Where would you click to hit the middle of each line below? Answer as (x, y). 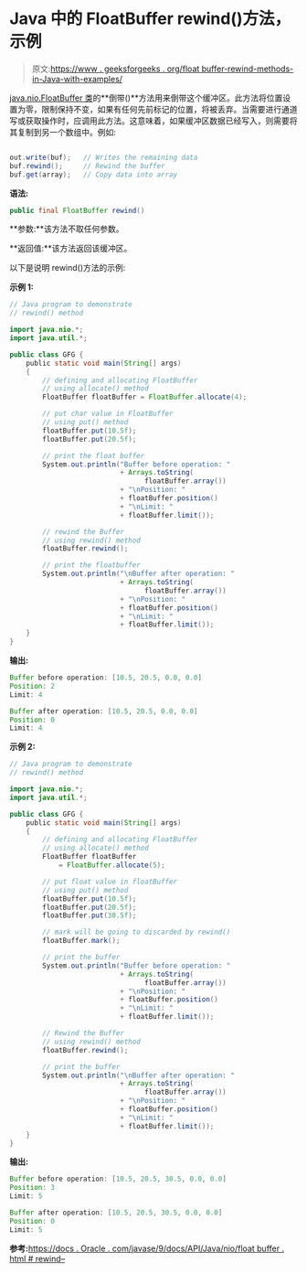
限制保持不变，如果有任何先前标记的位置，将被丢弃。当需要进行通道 (169, 109)
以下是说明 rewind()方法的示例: (68, 268)
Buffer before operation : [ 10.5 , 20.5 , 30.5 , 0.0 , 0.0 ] (118, 1179)
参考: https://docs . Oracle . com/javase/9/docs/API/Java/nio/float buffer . (147, 1248)
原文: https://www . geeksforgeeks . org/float (116, 69)
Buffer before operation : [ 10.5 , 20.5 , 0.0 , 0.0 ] (106, 678)
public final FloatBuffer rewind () (77, 210)
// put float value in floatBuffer (110, 882)
